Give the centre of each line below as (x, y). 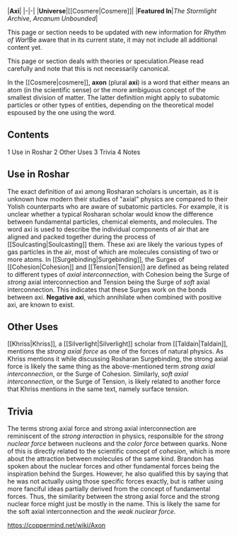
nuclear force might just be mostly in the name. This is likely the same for (114, 504)
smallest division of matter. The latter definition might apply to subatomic (114, 97)
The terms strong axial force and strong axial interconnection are (102, 429)
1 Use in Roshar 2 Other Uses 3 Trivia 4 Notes (74, 152)
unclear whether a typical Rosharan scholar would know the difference (110, 214)
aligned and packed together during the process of (82, 236)
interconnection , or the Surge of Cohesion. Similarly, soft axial (98, 374)
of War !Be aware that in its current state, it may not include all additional (112, 40)
